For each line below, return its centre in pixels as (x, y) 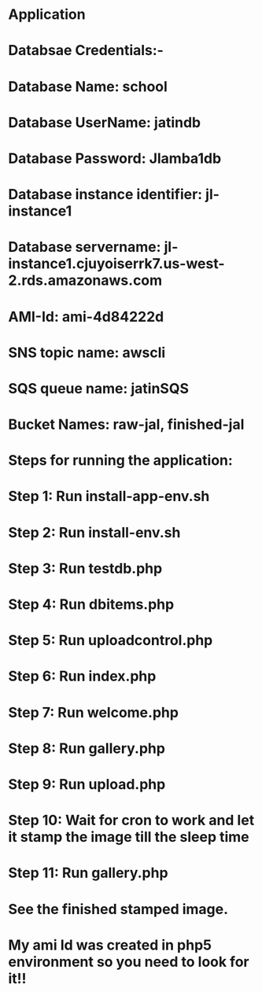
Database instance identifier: (105, 195)
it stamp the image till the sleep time (129, 837)
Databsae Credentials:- (86, 51)
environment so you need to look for (129, 962)
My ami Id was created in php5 (110, 945)
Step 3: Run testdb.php (85, 568)
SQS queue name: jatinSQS (98, 388)
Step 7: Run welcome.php (94, 712)
